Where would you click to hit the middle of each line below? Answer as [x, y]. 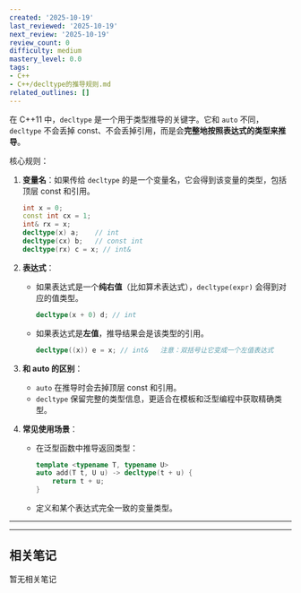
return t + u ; [78, 481]
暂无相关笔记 [33, 579]
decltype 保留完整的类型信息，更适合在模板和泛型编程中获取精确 [155, 399]
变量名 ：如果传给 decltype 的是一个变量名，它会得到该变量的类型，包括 [154, 179]
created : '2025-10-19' [52, 17]
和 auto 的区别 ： [52, 368]
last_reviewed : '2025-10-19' [64, 26]
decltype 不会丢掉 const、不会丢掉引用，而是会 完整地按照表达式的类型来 [144, 130]
